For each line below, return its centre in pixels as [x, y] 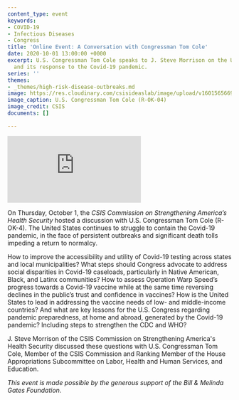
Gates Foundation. [34, 390]
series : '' [23, 73]
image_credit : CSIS [36, 107]
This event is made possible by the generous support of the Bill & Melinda [116, 382]
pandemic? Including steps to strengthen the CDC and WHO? [97, 325]
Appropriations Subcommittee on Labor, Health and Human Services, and [115, 361]
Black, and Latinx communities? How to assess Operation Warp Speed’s [113, 279]
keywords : [22, 21]
